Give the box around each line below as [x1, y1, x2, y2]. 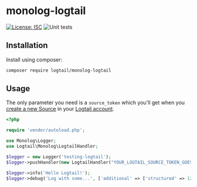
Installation [6, 40, 48, 50]
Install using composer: [6, 56, 63, 63]
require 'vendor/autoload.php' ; [6, 127, 85, 133]
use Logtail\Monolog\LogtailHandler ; [6, 144, 98, 149]
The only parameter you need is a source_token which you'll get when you [6, 99, 185, 106]
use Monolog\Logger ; [6, 138, 57, 144]
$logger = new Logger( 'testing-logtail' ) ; [6, 154, 111, 159]
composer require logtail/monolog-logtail [6, 67, 111, 73]
